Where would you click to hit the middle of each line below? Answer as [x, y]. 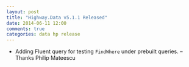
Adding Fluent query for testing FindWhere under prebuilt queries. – [99, 51]
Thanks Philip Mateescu [45, 58]
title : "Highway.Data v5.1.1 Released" [57, 18]
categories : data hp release [43, 34]
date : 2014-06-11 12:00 [37, 23]
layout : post [23, 12]
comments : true [26, 29]
